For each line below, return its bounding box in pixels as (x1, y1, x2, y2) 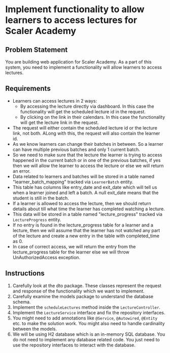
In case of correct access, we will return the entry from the (12, 243, 136, 249)
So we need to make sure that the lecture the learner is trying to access (12, 151, 162, 158)
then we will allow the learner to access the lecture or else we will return (12, 163, 164, 169)
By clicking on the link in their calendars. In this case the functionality (20, 114, 165, 120)
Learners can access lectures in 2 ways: (12, 98, 97, 104)
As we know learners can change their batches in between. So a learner (12, 141, 164, 147)
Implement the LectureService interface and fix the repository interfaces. (12, 309, 165, 315)
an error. (12, 168, 31, 174)
